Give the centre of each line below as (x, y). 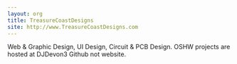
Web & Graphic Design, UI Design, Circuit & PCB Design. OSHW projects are (119, 47)
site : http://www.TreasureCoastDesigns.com (73, 27)
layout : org (25, 14)
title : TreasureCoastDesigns (51, 20)
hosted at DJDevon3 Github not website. (67, 54)
